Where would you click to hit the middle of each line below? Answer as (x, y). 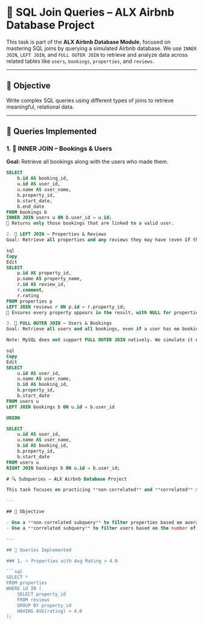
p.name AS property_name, (50, 279)
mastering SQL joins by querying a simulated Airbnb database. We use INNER (101, 48)
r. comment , (31, 290)
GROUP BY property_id (44, 605)
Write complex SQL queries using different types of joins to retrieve (90, 100)
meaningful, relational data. (40, 107)
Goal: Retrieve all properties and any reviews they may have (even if (98, 240)
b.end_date (31, 207)
